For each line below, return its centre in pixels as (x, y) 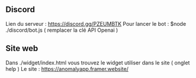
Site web (22, 48)
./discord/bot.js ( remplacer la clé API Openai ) (62, 30)
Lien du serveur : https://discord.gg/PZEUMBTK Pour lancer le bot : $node (96, 23)
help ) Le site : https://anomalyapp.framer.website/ (67, 69)
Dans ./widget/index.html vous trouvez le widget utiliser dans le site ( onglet (98, 62)
